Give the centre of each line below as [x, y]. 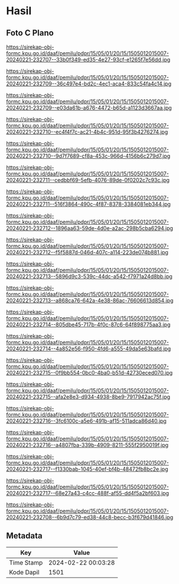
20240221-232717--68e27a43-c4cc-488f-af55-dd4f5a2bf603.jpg [88, 493]
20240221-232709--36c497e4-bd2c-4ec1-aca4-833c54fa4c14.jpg [89, 84]
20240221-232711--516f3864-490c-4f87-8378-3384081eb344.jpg [88, 204]
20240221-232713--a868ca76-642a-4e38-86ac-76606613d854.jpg [90, 300]
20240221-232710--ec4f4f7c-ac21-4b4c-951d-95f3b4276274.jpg [87, 132]
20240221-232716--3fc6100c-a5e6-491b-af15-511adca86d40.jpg [87, 421]
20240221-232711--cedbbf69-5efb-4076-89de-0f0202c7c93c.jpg [88, 180]
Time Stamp [26, 563]
